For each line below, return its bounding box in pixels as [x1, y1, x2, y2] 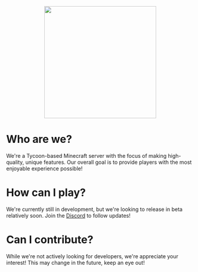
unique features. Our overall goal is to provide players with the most [25, 158, 192, 166]
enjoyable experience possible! [6, 164, 83, 172]
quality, [6, 158, 24, 166]
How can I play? [6, 186, 86, 200]
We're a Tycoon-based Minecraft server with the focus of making [6, 152, 167, 159]
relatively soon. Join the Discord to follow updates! [6, 212, 131, 219]
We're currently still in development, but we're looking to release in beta [6, 206, 183, 213]
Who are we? [6, 133, 73, 146]
